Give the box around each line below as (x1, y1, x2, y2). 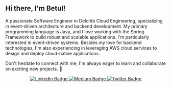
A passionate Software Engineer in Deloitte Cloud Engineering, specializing (5, 17, 163, 24)
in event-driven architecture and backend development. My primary (5, 23, 148, 29)
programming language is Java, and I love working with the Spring (5, 28, 144, 35)
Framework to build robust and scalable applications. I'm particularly (5, 34, 150, 40)
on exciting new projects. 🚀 (5, 66, 63, 72)
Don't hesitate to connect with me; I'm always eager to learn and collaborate (5, 60, 166, 66)
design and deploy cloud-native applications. (5, 50, 101, 56)
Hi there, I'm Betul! (5, 4, 66, 13)
